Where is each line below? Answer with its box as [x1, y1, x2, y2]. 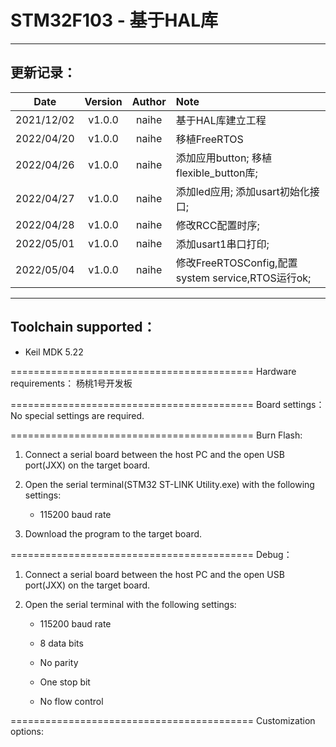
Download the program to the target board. [24, 527, 203, 540]
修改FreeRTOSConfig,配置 [175, 256, 298, 270]
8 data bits [39, 637, 84, 649]
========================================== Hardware [10, 365, 297, 377]
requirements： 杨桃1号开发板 [10, 377, 133, 389]
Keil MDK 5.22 [24, 346, 84, 358]
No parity [39, 656, 79, 668]
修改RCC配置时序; [175, 218, 260, 232]
